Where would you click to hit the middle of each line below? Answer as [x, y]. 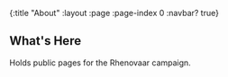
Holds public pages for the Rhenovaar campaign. [100, 63]
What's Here [46, 41]
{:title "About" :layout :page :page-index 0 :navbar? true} [114, 13]
